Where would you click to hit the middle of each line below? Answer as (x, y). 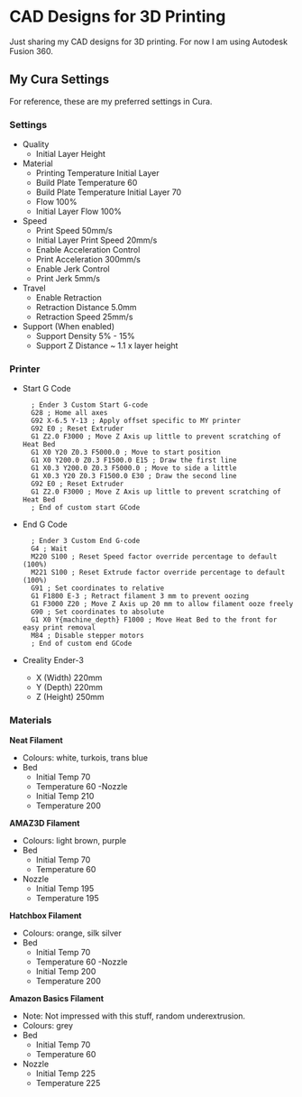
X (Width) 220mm (69, 678)
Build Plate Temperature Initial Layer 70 (109, 192)
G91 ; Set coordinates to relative (98, 588)
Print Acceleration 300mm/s (88, 260)
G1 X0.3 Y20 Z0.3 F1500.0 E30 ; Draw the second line (134, 476)
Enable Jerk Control (73, 269)
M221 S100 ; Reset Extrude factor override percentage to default (158, 573)
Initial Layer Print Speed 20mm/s (96, 240)
